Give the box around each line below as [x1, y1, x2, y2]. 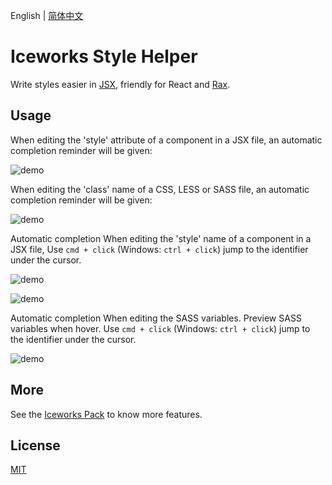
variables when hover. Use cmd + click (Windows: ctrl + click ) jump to [10, 322, 311, 334]
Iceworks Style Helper [10, 45, 198, 68]
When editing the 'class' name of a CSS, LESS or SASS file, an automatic [10, 183, 310, 195]
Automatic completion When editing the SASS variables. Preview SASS [10, 312, 302, 324]
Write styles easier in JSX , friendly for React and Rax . [10, 78, 231, 90]
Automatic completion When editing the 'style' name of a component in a [10, 232, 312, 244]
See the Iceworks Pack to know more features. [10, 408, 203, 420]
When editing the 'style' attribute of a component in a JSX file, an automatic [10, 134, 323, 146]
